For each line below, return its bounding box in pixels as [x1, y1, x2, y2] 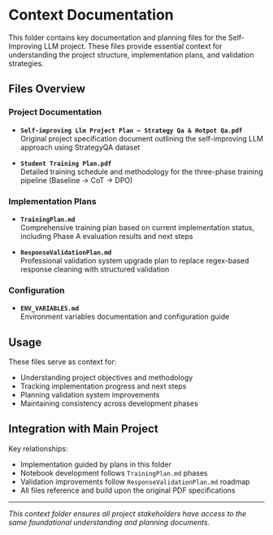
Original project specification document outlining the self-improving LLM [19, 133, 264, 143]
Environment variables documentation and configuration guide [19, 311, 230, 322]
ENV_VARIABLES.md [19, 305, 80, 313]
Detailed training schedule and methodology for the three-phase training [19, 167, 264, 176]
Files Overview [8, 82, 86, 96]
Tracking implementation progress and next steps [19, 381, 187, 391]
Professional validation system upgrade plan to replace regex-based [19, 255, 249, 265]
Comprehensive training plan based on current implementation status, [19, 222, 254, 233]
